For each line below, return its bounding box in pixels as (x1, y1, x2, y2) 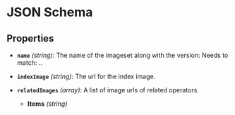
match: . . (16, 59, 43, 67)
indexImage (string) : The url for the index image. (16, 72, 156, 80)
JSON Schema (6, 4, 93, 20)
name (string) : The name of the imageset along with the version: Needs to (16, 51, 229, 59)
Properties (6, 32, 54, 44)
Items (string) (27, 99, 68, 108)
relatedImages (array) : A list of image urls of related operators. (16, 86, 199, 94)
